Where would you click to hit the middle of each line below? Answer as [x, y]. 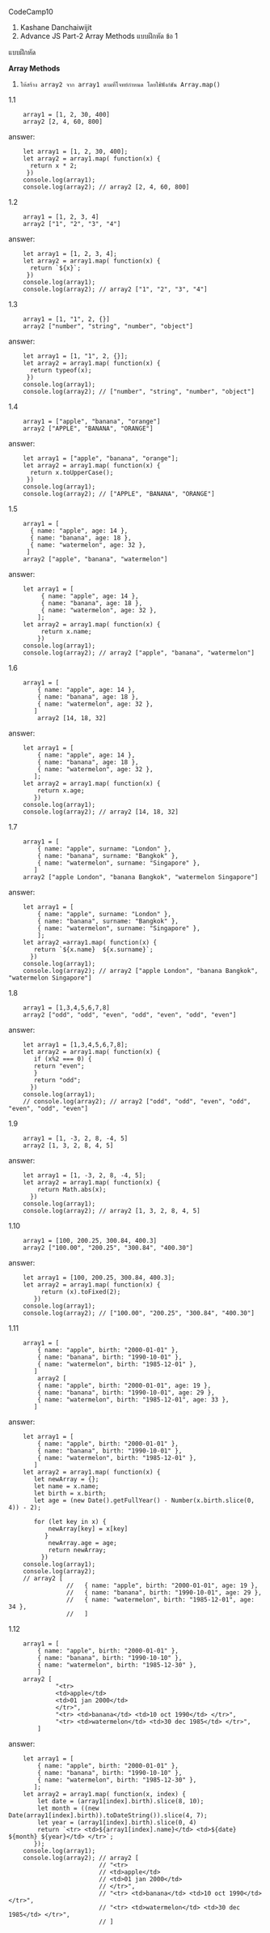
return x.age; [61, 791]
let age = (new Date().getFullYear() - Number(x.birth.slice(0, [144, 1500]
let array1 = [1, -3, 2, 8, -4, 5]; [85, 1176]
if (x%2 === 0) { [63, 1059]
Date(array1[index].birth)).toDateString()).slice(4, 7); [108, 1816]
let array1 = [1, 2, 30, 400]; [76, 151]
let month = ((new [68, 1808]
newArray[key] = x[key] [88, 1529]
